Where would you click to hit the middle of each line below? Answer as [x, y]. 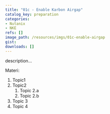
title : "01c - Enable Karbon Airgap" [44, 10]
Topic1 [19, 80]
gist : [11, 42]
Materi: [12, 70]
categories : [17, 19]
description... [19, 60]
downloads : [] [20, 47]
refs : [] [14, 33]
